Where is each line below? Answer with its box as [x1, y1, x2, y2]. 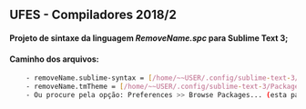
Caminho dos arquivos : [9, 54, 100, 64]
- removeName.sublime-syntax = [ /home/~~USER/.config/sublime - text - [25, 74, 291, 83]
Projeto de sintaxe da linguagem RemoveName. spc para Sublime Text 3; [9, 32, 289, 44]
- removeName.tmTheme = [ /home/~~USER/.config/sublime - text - [25, 82, 262, 92]
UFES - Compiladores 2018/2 [9, 7, 178, 23]
